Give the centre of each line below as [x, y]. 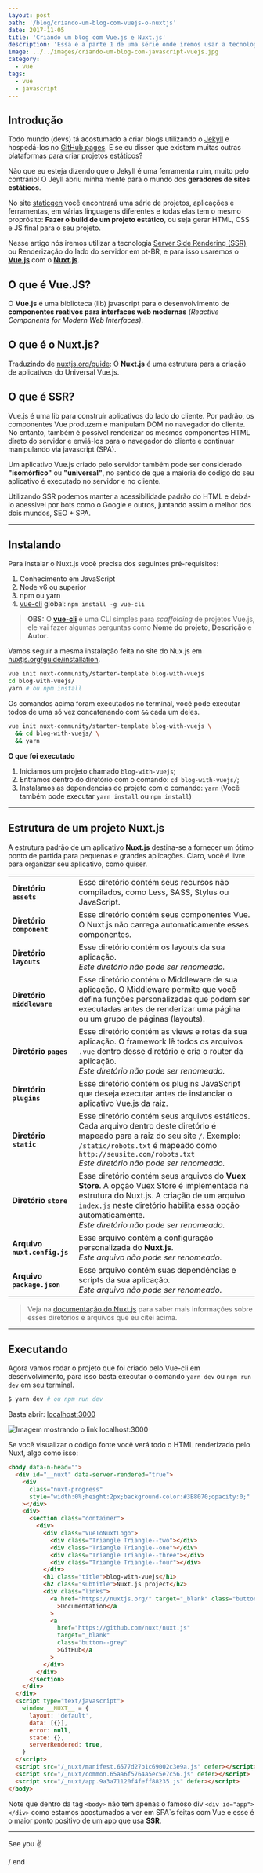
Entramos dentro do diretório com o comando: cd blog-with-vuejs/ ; [130, 779]
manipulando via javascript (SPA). [62, 449]
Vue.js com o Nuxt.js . [44, 260]
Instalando [34, 545]
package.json [36, 1284]
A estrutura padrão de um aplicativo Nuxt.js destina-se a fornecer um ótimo [131, 847]
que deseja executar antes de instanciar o [155, 1093]
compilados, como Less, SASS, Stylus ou [154, 892]
